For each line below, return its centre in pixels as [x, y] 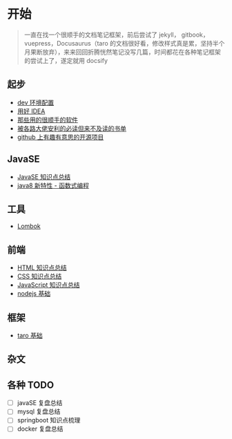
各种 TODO [30, 385]
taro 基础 [30, 335]
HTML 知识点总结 [42, 268]
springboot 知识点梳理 [49, 420]
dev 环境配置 [36, 102]
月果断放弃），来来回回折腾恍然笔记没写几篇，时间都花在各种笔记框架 [122, 52]
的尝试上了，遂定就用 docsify [66, 60]
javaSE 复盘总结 [40, 403]
